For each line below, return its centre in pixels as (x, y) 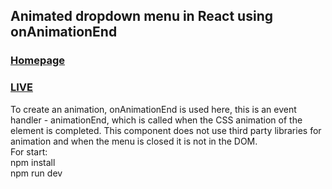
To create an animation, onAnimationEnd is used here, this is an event (153, 109)
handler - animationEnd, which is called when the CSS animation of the (156, 120)
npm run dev (36, 173)
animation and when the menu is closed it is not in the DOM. (134, 141)
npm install (33, 162)
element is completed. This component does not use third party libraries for (166, 130)
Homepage (37, 61)
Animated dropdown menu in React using (141, 16)
